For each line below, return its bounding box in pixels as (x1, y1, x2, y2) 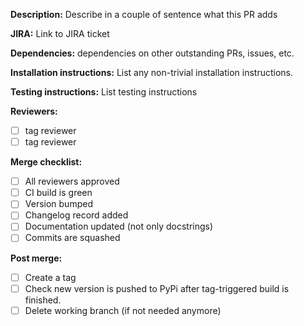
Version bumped (24, 198, 93, 210)
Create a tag (24, 271, 77, 283)
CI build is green (24, 187, 93, 199)
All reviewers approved (24, 175, 120, 188)
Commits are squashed (24, 232, 121, 244)
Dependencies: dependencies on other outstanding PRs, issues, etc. (10, 47, 295, 59)
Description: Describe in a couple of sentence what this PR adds (10, 9, 278, 20)
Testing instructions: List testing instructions (10, 86, 198, 98)
